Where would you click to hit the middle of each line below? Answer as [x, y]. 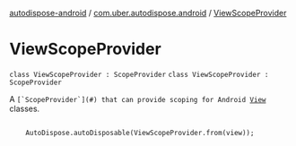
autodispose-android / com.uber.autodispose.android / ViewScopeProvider [148, 13]
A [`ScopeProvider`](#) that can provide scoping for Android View [138, 99]
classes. [25, 108]
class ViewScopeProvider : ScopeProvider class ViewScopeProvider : [139, 74]
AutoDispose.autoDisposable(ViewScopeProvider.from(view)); [140, 133]
